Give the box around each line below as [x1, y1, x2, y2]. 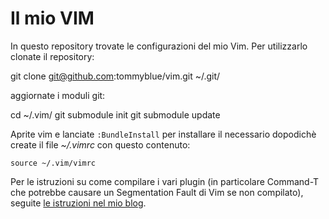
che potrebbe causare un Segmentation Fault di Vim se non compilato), [10, 186, 304, 198]
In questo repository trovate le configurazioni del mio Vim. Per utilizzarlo [10, 40, 308, 52]
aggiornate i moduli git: [10, 89, 106, 101]
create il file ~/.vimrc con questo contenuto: [10, 138, 191, 151]
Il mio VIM [10, 7, 95, 30]
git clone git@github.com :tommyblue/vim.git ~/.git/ [10, 70, 221, 82]
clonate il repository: [10, 50, 95, 62]
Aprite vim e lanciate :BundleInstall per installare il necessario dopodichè [10, 128, 317, 140]
